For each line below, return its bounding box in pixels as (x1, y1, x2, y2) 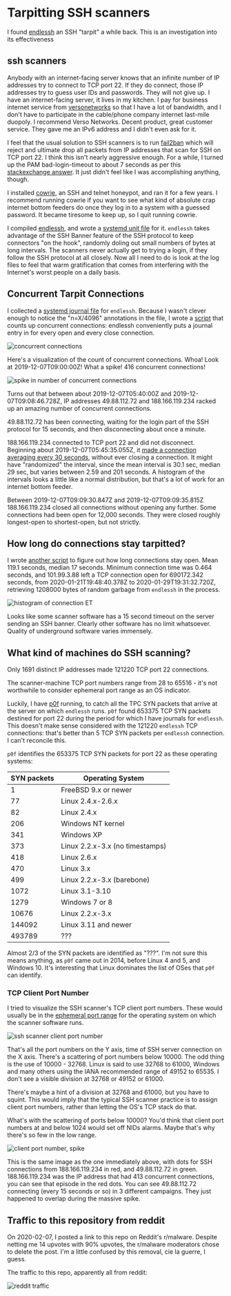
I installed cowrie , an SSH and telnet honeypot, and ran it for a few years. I (7, 188, 218, 196)
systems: (7, 757, 33, 766)
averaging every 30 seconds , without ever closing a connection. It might (7, 453, 213, 461)
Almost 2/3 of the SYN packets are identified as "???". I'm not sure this (7, 949, 208, 957)
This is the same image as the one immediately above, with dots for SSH (7, 1158, 212, 1166)
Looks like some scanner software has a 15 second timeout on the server (7, 612, 215, 620)
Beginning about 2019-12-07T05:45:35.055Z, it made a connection (7, 445, 197, 454)
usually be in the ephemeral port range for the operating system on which (7, 1011, 217, 1019)
